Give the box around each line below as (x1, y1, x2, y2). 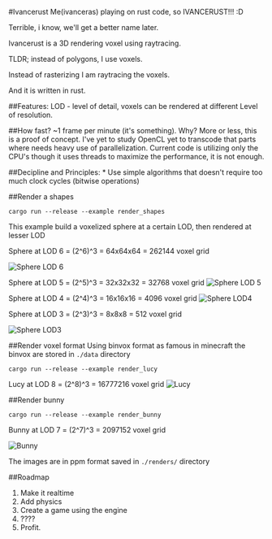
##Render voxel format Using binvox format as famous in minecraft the (8, 341, 246, 350)
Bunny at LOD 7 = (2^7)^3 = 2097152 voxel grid (8, 425, 166, 434)
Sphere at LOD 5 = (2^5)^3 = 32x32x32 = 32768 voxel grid (8, 278, 205, 287)
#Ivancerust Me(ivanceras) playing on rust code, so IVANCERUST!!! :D (8, 7, 244, 16)
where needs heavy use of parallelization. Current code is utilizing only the (8, 143, 259, 153)
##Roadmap (8, 472, 50, 482)
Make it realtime (19, 488, 75, 498)
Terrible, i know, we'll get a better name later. (8, 23, 159, 32)
